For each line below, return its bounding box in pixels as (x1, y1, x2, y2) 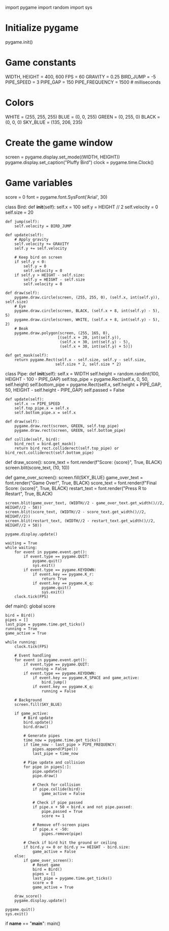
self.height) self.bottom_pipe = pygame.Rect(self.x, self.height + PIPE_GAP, (5, 381, 162, 388)
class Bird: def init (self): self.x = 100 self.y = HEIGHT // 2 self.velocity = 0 (5, 204, 158, 210)
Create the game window (5, 137, 113, 148)
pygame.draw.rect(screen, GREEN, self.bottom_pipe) (14, 428, 126, 433)
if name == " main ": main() (5, 920, 61, 926)
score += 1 (41, 813, 65, 818)
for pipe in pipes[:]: (23, 764, 72, 770)
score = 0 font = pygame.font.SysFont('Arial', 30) (5, 194, 108, 200)
